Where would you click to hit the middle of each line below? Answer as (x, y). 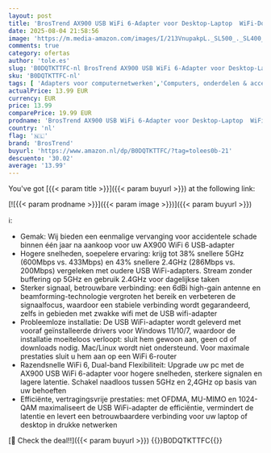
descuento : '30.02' (41, 158)
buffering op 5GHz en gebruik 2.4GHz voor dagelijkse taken (120, 280)
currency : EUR (32, 98)
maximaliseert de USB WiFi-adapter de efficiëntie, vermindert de (146, 408)
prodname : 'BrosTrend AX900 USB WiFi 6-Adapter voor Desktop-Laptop (126, 121)
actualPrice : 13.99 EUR (48, 91)
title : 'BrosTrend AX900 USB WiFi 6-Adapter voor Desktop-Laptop (120, 23)
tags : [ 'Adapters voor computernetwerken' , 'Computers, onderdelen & (128, 83)
